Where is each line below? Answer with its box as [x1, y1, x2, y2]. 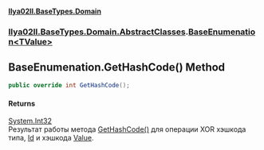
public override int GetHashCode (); [8, 82, 130, 90]
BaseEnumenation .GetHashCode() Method [8, 60, 226, 74]
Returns [8, 98, 36, 108]
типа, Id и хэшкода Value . [8, 133, 94, 143]
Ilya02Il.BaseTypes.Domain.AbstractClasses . [8, 26, 189, 37]
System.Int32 [8, 116, 52, 126]
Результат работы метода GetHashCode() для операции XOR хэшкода [8, 125, 246, 134]
